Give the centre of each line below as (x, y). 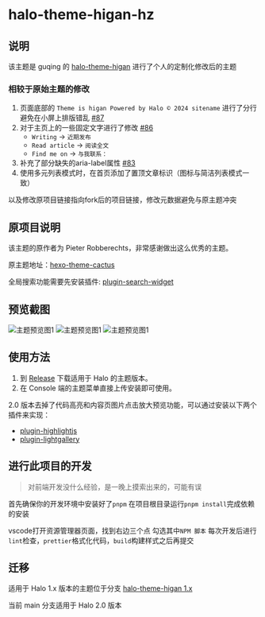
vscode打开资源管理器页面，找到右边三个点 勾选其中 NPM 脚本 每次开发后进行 (132, 530)
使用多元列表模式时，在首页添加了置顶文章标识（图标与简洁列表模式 (131, 173)
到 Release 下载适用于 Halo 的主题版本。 (86, 378)
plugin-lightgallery (50, 439)
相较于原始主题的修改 (49, 89)
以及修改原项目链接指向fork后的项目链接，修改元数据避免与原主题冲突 (123, 200)
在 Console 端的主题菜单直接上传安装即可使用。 (98, 388)
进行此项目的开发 (50, 466)
